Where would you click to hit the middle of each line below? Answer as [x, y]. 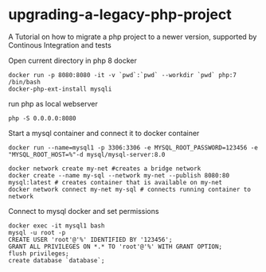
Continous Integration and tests [60, 45]
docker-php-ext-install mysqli [60, 89]
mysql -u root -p [37, 232]
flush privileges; [39, 253]
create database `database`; [57, 260]
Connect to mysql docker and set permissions [84, 211]
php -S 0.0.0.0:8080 [43, 118]
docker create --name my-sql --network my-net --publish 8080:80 [119, 175]
